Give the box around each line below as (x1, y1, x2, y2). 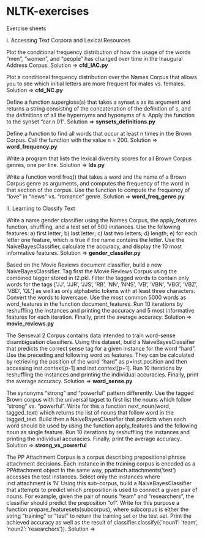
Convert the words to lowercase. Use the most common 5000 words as (6, 294, 187, 301)
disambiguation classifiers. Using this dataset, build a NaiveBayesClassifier (6, 338, 196, 345)
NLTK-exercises (6, 4, 89, 18)
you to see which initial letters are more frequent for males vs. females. (6, 80, 185, 87)
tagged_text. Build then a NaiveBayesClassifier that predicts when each (6, 415, 187, 423)
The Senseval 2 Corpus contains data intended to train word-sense (6, 332, 176, 339)
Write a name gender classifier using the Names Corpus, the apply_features (6, 216, 197, 224)
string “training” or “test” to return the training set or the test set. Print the (6, 512, 192, 520)
